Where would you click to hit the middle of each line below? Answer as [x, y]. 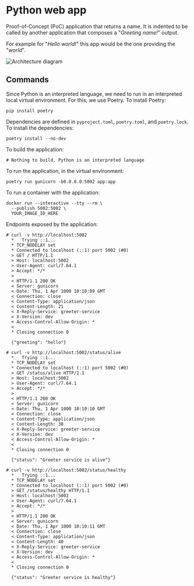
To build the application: [35, 149]
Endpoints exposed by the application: [52, 224]
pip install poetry [30, 111]
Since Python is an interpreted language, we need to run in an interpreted [94, 93]
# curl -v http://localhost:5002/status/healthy [66, 470]
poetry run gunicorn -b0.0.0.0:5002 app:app [61, 182]
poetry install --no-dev [36, 138]
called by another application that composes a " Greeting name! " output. [92, 32]
